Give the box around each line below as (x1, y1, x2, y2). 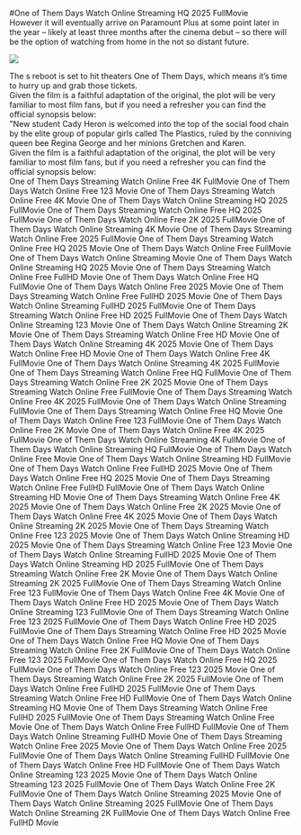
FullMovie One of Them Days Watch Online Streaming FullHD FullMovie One (9, 750, 290, 760)
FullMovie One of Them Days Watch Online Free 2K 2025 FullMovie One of (9, 214, 286, 224)
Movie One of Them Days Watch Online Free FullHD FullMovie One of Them (9, 722, 289, 732)
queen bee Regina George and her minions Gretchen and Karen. (9, 138, 247, 148)
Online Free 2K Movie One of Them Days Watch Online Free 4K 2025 (9, 425, 265, 435)
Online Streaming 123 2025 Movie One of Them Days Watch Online (9, 769, 258, 780)
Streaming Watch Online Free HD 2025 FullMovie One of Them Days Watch (9, 310, 288, 321)
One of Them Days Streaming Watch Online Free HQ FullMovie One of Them (9, 368, 292, 377)
